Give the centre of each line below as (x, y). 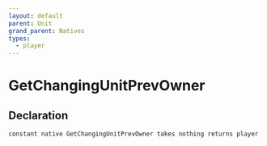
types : (19, 38)
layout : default (36, 16)
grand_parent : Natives (47, 31)
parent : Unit (30, 23)
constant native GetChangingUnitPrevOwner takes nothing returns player (133, 134)
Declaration (38, 115)
